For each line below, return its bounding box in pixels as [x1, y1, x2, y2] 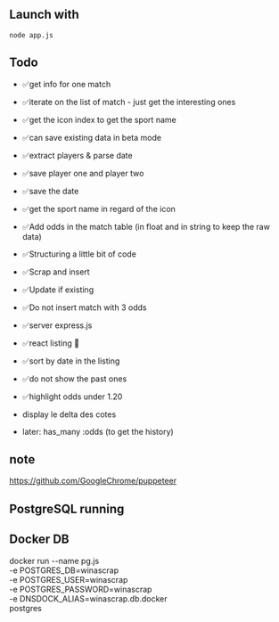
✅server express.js [21, 320, 93, 331]
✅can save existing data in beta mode [21, 132, 162, 143]
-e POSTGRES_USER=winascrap [9, 574, 128, 585]
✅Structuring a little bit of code [21, 249, 136, 259]
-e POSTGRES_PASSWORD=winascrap [9, 584, 152, 594]
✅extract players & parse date [21, 150, 133, 160]
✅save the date [21, 185, 79, 196]
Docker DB [9, 532, 70, 547]
